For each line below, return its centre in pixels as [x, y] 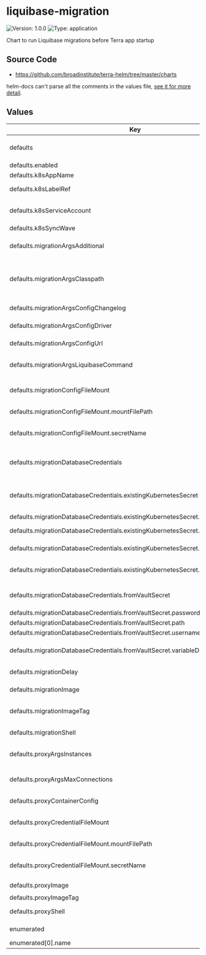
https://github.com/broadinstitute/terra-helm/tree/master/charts [96, 74]
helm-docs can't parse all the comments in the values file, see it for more [99, 86]
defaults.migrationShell [43, 732]
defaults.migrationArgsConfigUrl [56, 343]
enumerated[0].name [40, 943]
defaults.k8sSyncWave [42, 228]
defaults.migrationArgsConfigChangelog [68, 308]
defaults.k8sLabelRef [40, 189]
